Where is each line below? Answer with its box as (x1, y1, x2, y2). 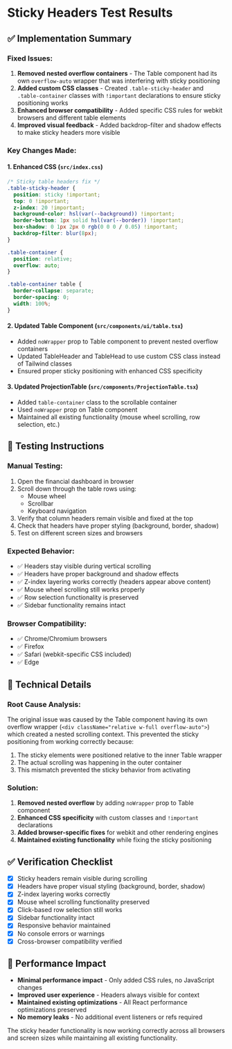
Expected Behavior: (7, 546, 75, 555)
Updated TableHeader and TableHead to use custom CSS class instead (17, 352, 221, 360)
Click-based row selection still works (17, 906, 123, 914)
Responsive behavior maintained (17, 921, 111, 929)
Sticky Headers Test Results (7, 5, 173, 21)
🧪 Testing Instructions (7, 440, 105, 453)
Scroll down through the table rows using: (17, 485, 137, 493)
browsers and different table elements (17, 113, 127, 122)
